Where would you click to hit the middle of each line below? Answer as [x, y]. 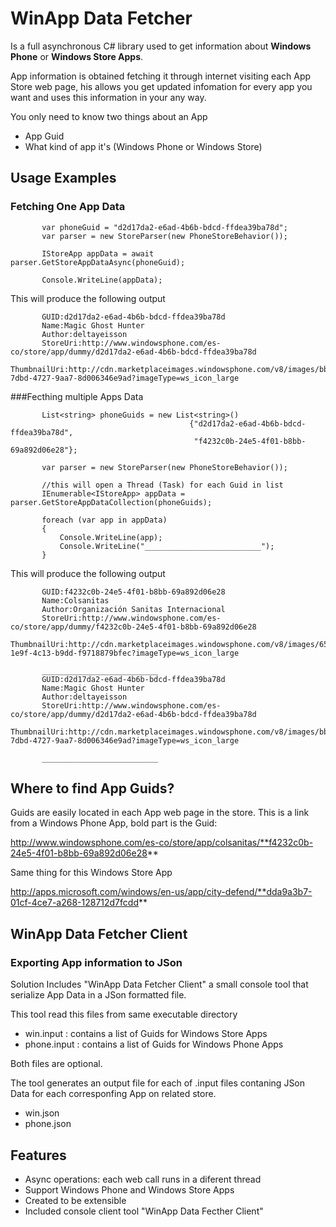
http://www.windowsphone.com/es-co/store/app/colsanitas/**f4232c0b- [162, 843]
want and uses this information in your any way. [108, 97]
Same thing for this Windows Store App [91, 873]
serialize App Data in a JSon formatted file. [98, 995]
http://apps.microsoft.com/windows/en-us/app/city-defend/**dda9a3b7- [161, 892]
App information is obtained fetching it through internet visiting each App [161, 76]
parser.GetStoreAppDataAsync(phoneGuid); [98, 262]
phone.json [48, 1124]
